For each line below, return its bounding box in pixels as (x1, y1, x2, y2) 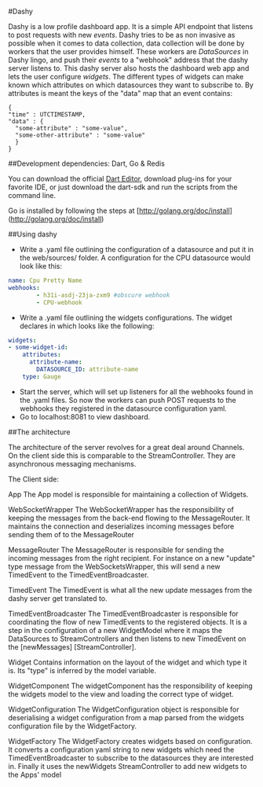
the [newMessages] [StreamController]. (8, 642, 137, 651)
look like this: (19, 262, 63, 270)
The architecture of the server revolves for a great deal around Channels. (8, 442, 245, 452)
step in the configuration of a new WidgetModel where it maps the (8, 625, 222, 635)
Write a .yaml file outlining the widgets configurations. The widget (19, 313, 233, 322)
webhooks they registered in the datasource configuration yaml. (19, 404, 228, 413)
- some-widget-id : (8, 343, 68, 352)
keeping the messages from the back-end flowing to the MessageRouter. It (8, 513, 250, 522)
